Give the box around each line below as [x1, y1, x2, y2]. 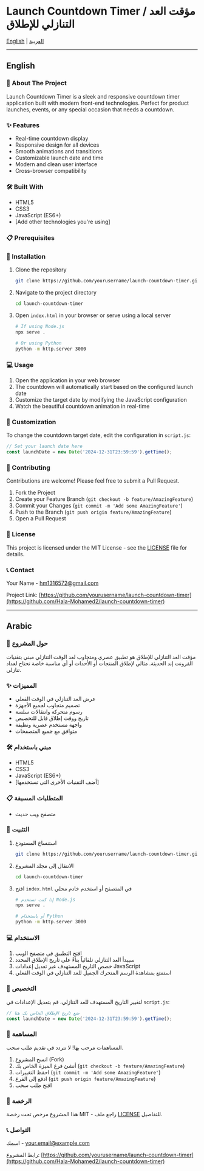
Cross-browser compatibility [15, 167, 87, 174]
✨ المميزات [6, 681, 37, 690]
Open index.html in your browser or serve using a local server [15, 312, 171, 319]
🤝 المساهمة [6, 1030, 38, 1038]
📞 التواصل [6, 1125, 31, 1134]
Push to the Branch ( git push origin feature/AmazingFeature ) [15, 508, 172, 516]
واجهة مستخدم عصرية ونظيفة [15, 721, 82, 728]
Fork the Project [15, 489, 56, 497]
